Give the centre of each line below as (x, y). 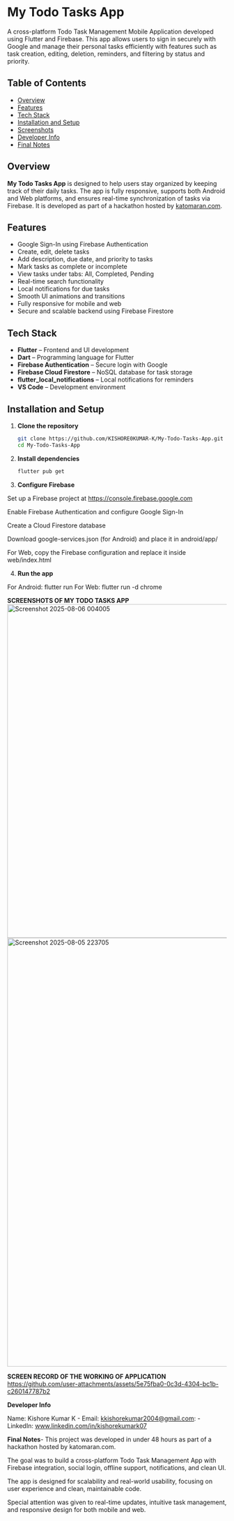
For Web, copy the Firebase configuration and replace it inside (97, 552)
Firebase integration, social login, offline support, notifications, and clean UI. (117, 1467)
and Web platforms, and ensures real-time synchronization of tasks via (109, 198)
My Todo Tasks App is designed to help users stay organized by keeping (112, 183)
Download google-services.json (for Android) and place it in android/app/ (112, 539)
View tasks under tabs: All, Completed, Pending (86, 274)
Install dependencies (48, 458)
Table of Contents (47, 83)
